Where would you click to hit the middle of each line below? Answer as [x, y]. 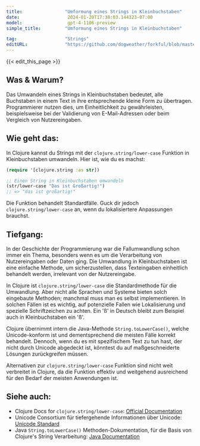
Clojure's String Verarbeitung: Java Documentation [77, 436]
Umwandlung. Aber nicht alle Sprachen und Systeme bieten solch [87, 291]
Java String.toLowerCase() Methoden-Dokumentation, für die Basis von [103, 430]
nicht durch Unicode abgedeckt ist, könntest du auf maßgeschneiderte [93, 347]
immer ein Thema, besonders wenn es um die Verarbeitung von [84, 255]
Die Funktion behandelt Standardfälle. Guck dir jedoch [73, 203]
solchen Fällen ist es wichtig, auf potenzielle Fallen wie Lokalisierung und [96, 304]
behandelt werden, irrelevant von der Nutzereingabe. [71, 274]
